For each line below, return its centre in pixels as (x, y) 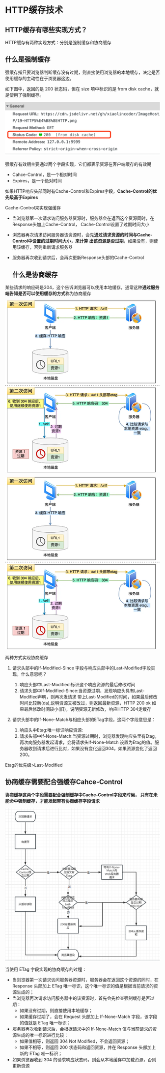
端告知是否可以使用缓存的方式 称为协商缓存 (48, 293)
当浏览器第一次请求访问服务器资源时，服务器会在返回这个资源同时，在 (83, 218)
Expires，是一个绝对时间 (37, 181)
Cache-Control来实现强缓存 (33, 208)
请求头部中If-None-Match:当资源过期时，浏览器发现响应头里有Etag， (89, 736)
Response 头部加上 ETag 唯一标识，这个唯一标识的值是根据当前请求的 (83, 986)
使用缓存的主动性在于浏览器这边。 (40, 78)
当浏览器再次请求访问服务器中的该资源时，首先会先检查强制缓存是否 (81, 998)
